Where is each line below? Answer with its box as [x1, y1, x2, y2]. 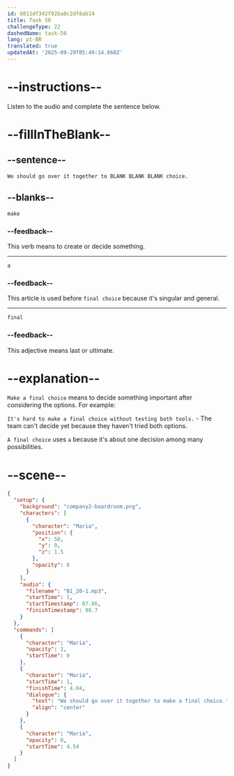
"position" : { [32, 529, 73, 536]
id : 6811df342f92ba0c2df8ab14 [7, 10, 95, 17]
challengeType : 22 [7, 23, 61, 30]
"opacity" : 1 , [25, 646, 68, 653]
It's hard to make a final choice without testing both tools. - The [7, 414, 212, 423]
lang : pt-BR [7, 36, 42, 43]
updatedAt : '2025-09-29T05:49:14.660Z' [7, 50, 123, 56]
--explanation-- [7, 370, 100, 386]
